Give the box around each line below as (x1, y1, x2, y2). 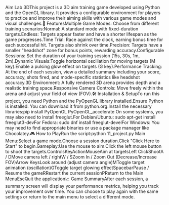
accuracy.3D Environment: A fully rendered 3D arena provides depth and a (5, 79, 161, 86)
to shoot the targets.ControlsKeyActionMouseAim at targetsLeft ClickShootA (5, 149, 164, 154)
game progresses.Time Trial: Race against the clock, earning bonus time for (5, 36, 163, 43)
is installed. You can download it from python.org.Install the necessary (5, 103, 152, 109)
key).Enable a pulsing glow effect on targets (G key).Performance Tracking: (5, 63, 162, 69)
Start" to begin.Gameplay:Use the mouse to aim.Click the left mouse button (5, 143, 162, 149)
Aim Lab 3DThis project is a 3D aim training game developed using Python (5, 5, 160, 10)
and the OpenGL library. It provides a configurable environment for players (5, 10, 161, 16)
